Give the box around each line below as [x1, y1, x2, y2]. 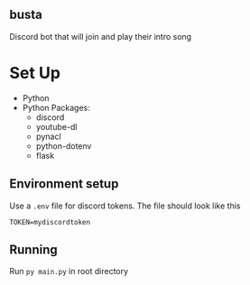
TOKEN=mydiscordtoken [9, 217, 91, 226]
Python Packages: [22, 102, 90, 113]
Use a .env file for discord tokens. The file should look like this [9, 200, 241, 211]
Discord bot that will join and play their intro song [9, 31, 192, 41]
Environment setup [9, 176, 119, 192]
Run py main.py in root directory [9, 266, 129, 277]
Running [9, 242, 59, 257]
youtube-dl [35, 121, 78, 132]
